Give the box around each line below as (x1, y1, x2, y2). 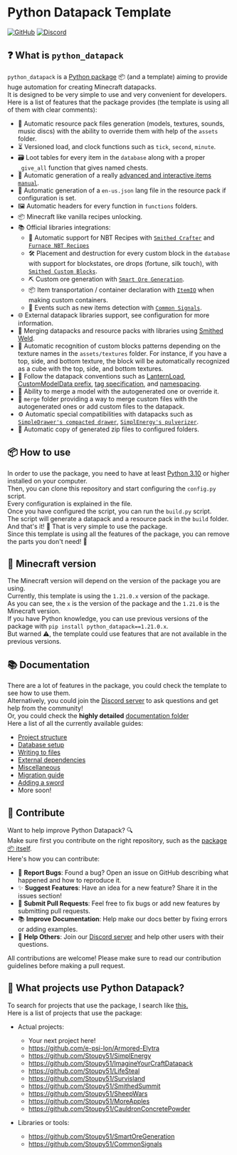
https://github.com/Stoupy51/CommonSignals (28, 1139, 162, 1148)
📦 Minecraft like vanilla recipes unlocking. (17, 212, 143, 221)
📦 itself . (7, 844, 32, 853)
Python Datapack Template (7, 4, 172, 21)
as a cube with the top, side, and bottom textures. (17, 364, 164, 373)
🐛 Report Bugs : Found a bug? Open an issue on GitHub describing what (17, 868, 229, 877)
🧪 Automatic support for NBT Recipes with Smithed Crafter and (28, 233, 215, 242)
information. (17, 319, 53, 327)
